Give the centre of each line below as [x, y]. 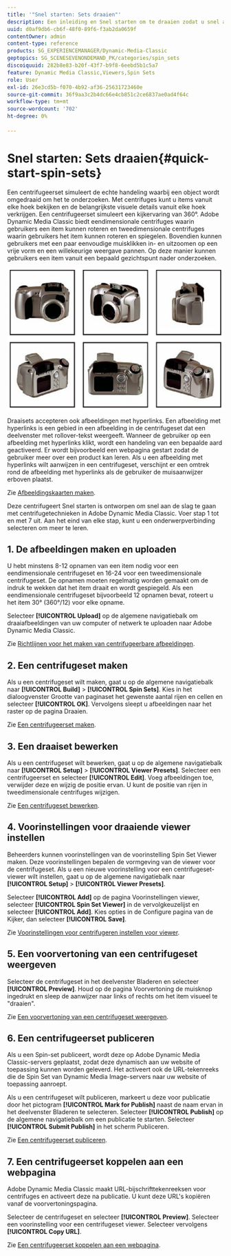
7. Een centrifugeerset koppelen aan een [95, 1161]
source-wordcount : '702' [43, 109]
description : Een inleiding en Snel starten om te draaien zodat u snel [113, 22]
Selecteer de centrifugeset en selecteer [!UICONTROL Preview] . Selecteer [113, 1217]
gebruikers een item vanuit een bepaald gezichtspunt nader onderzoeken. [112, 258]
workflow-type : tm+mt [38, 102]
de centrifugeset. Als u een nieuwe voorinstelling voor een [90, 869]
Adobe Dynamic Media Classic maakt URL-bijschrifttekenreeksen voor [107, 1189]
